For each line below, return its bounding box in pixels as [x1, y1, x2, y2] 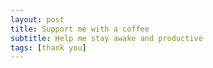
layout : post [10, 14, 65, 25]
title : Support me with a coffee [10, 24, 150, 34]
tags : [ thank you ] [10, 42, 87, 53]
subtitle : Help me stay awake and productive [10, 33, 203, 43]
